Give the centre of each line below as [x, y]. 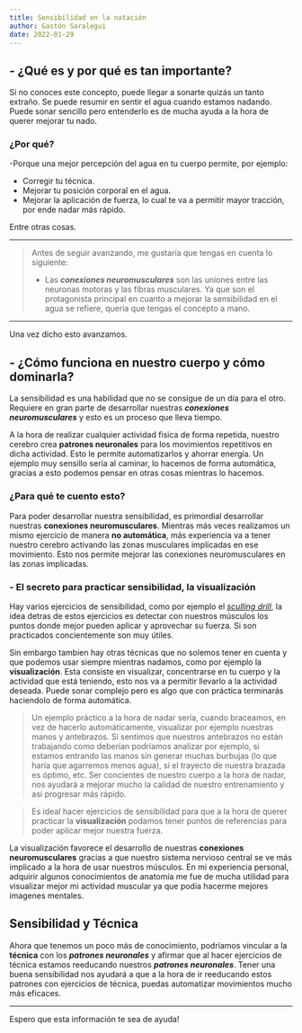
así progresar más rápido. [79, 794]
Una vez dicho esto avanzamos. [68, 334]
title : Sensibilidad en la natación [78, 18]
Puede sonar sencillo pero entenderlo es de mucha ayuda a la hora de [139, 111]
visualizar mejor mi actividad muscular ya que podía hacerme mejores [139, 886]
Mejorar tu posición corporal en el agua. [97, 190]
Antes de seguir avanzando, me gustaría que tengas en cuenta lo [152, 253]
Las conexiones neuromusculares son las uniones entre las [156, 280]
